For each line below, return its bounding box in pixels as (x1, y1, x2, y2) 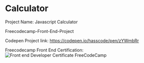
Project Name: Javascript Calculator (5, 19, 78, 25)
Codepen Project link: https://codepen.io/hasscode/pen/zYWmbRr (5, 37, 139, 44)
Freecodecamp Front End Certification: (5, 47, 84, 53)
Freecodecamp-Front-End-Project (5, 28, 74, 34)
